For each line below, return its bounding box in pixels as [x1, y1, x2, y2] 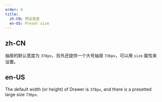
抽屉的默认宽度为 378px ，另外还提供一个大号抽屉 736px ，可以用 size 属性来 [5, 52, 157, 59]
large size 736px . [5, 91, 38, 97]
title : [5, 12, 19, 17]
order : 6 [5, 7, 23, 12]
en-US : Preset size [9, 21, 50, 26]
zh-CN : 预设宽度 [9, 16, 40, 21]
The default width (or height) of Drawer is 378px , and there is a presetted [5, 86, 152, 92]
